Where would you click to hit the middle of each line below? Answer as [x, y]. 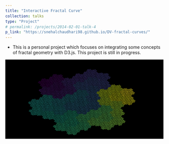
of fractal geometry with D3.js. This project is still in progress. [77, 53]
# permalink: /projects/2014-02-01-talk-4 [51, 27]
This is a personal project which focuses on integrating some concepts [87, 47]
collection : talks [25, 16]
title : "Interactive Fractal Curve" [44, 11]
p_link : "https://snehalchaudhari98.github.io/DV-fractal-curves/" [78, 32]
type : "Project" [22, 21]
